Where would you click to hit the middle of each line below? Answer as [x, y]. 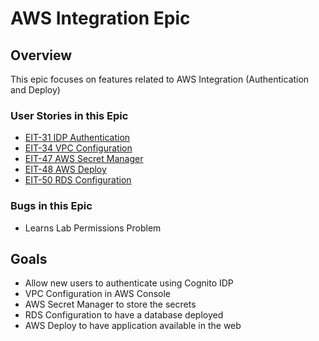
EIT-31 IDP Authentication [77, 138]
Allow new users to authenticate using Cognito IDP [129, 283]
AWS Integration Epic [100, 18]
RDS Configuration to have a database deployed [124, 315]
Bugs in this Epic [51, 206]
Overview [41, 55]
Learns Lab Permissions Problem [93, 228]
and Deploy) [35, 90]
